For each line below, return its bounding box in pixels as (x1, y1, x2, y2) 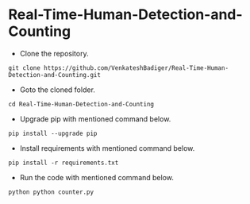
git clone (8, 64, 41, 72)
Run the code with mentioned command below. (19, 172, 175, 182)
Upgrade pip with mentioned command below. (19, 114, 171, 124)
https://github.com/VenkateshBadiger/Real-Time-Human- (43, 64, 229, 72)
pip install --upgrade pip (8, 129, 98, 137)
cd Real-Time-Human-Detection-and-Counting (8, 100, 155, 108)
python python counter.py (8, 188, 94, 196)
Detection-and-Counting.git (8, 71, 102, 79)
